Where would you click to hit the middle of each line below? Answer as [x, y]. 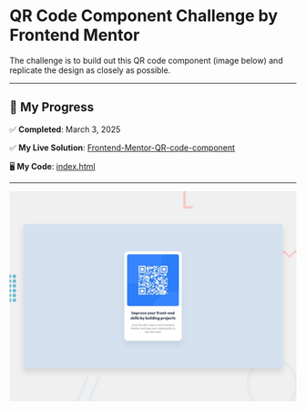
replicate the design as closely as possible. [90, 70]
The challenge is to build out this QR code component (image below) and [147, 60]
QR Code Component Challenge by [143, 16]
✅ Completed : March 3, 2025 [65, 129]
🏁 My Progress [52, 107]
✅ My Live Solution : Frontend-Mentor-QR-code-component [122, 148]
